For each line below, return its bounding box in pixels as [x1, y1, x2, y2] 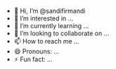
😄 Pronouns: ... [13, 47, 60, 56]
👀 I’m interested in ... [13, 14, 74, 23]
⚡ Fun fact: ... [13, 55, 53, 63]
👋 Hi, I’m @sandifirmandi [13, 7, 86, 15]
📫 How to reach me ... [13, 37, 79, 45]
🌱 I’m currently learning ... [13, 22, 89, 30]
